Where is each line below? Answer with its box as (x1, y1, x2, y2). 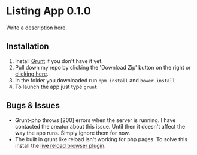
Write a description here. (6, 24, 68, 31)
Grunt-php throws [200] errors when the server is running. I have (14, 116, 176, 124)
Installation (6, 41, 49, 52)
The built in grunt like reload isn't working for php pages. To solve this (14, 135, 187, 142)
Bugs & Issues (6, 100, 60, 111)
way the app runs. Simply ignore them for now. (14, 129, 131, 136)
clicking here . (14, 70, 49, 77)
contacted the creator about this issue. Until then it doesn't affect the (14, 123, 186, 130)
